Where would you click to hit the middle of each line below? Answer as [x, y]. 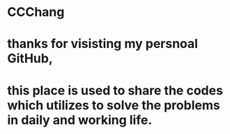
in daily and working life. [80, 120]
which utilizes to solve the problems [114, 105]
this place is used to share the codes [115, 90]
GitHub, [30, 59]
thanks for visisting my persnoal [103, 44]
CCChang [36, 12]
